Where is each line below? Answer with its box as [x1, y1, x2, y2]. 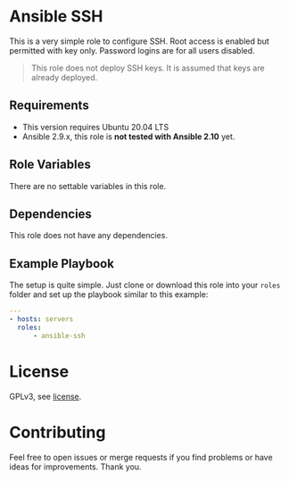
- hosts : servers [9, 315, 74, 324]
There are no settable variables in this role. [9, 180, 167, 191]
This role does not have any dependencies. [9, 230, 168, 241]
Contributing [9, 422, 106, 443]
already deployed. [30, 71, 98, 82]
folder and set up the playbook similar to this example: [9, 289, 209, 300]
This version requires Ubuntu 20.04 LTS [21, 121, 169, 132]
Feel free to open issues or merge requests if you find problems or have [9, 452, 274, 462]
